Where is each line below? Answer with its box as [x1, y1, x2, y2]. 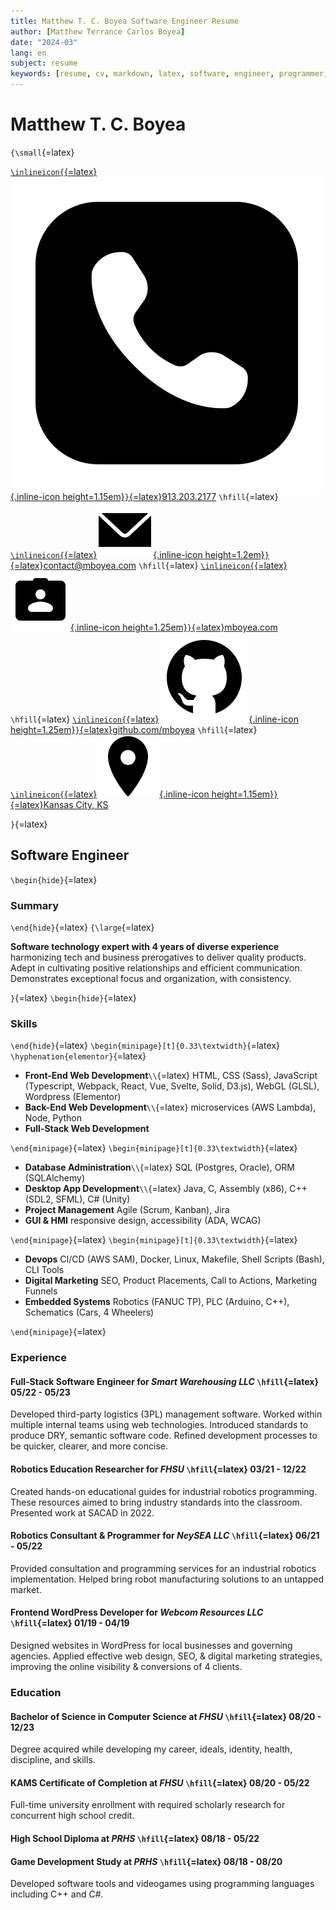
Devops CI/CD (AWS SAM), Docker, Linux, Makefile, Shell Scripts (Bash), [24, 1253, 325, 1265]
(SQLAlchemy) [24, 1172, 86, 1184]
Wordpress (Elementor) [24, 1091, 122, 1103]
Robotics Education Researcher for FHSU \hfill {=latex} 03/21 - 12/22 [10, 1463, 307, 1475]
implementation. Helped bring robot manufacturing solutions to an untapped [10, 1573, 325, 1585]
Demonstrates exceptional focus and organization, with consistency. [10, 973, 292, 985]
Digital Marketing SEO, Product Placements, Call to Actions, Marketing [24, 1275, 318, 1287]
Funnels [24, 1285, 58, 1297]
